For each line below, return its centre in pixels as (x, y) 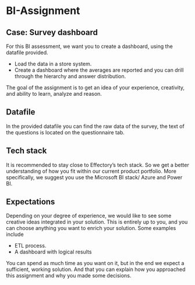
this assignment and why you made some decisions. (69, 276)
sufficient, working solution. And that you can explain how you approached (96, 269)
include (15, 234)
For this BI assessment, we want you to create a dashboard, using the (90, 46)
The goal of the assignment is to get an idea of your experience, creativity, (95, 88)
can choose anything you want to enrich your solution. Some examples (91, 228)
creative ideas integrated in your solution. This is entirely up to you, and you (97, 222)
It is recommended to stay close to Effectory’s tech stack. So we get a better (97, 165)
